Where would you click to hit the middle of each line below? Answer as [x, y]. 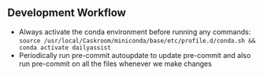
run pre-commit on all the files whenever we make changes [115, 63]
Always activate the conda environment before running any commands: [135, 31]
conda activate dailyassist [65, 47]
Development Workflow [67, 13]
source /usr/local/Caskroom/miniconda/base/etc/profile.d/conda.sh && [137, 41]
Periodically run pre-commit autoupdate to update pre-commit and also [135, 55]
